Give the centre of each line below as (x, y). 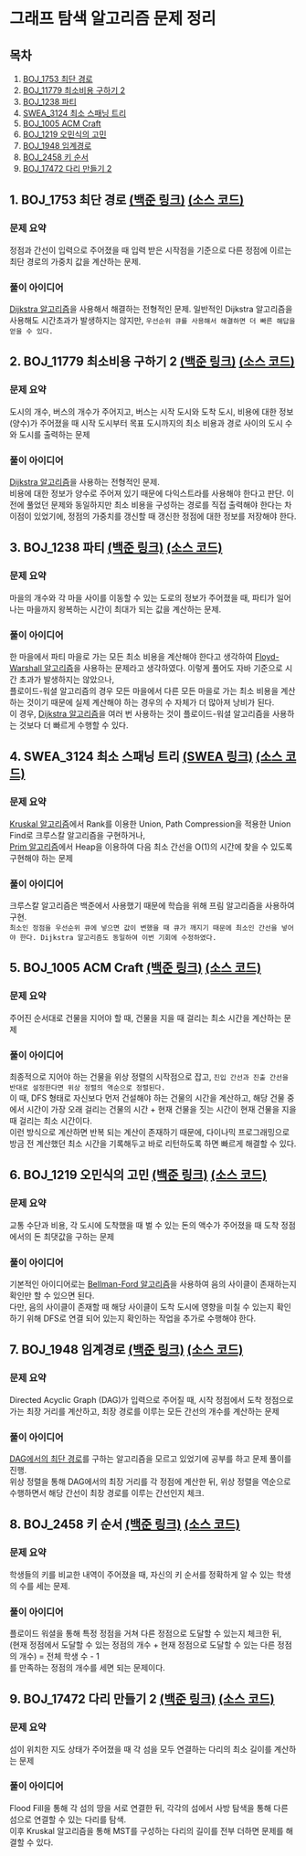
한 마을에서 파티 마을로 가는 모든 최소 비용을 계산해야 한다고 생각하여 (131, 656)
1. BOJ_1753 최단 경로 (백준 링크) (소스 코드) (127, 200)
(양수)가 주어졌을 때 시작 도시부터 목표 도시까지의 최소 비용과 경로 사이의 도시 (146, 423)
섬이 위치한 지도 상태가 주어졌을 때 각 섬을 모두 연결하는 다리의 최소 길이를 (141, 1749)
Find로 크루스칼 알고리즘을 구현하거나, (78, 835)
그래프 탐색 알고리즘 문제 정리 (113, 19)
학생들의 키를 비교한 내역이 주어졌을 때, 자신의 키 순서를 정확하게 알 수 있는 (142, 1574)
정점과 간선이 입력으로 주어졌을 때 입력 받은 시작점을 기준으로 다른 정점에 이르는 (151, 250)
